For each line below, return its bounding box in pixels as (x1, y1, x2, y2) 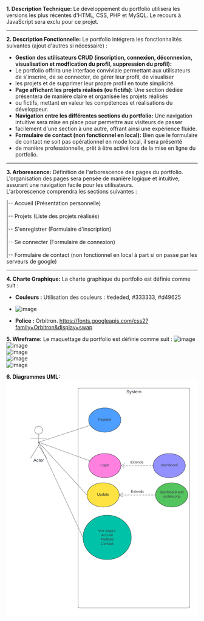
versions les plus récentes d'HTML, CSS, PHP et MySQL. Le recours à (6, 12, 182, 19)
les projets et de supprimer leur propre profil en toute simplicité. (15, 80, 175, 87)
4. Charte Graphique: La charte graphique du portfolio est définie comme (6, 275, 191, 282)
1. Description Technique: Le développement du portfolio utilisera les (6, 5, 180, 12)
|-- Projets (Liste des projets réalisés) (6, 212, 100, 220)
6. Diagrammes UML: (6, 373, 61, 380)
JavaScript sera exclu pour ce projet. (6, 18, 99, 25)
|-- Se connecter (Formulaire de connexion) (6, 239, 115, 245)
